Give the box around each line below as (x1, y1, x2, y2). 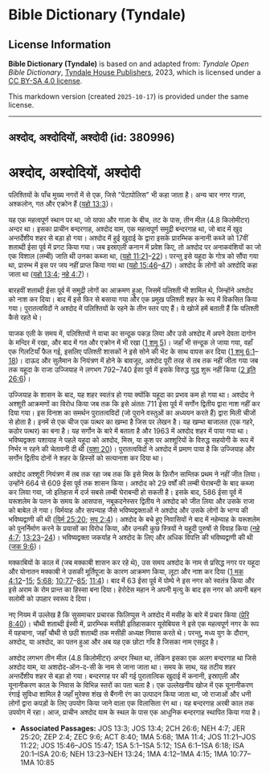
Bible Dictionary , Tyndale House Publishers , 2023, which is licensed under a (8, 68, 261, 77)
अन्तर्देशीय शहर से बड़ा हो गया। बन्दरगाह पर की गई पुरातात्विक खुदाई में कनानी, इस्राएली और (8, 671, 239, 681)
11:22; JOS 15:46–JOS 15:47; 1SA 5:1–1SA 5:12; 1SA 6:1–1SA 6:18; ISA (19, 741, 245, 751)
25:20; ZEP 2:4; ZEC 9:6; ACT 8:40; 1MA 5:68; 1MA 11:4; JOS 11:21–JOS (19, 732, 256, 742)
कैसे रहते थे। (8, 313, 43, 322)
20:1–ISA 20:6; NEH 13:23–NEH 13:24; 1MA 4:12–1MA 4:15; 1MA (19, 749, 228, 759)
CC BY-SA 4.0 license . (8, 76, 83, 85)
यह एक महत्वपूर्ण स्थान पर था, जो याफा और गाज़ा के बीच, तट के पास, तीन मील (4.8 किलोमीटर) (8, 215, 251, 225)
